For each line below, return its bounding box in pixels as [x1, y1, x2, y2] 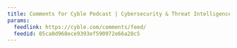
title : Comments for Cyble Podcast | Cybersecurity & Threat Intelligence [7, 10, 232, 18]
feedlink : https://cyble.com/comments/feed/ [13, 23, 147, 30]
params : [7, 17, 30, 24]
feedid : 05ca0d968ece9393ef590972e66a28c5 [13, 30, 140, 37]
